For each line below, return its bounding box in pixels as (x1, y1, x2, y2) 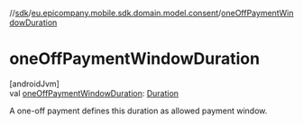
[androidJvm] (9, 78, 60, 89)
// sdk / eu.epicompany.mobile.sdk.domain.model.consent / (9, 8, 222, 18)
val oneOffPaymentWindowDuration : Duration (9, 87, 179, 98)
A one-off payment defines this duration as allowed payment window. (9, 105, 268, 116)
